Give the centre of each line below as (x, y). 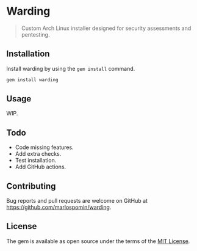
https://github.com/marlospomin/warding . (59, 207)
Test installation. (36, 161)
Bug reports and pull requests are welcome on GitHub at (77, 201)
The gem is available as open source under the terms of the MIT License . (98, 241)
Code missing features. (45, 147)
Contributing (31, 186)
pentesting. (35, 34)
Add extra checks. (38, 154)
